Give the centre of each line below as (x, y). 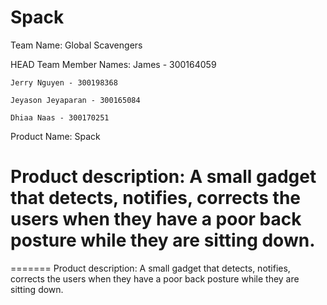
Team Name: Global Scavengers (76, 45)
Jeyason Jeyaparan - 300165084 (75, 100)
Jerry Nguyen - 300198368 (64, 82)
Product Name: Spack (55, 136)
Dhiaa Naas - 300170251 (60, 117)
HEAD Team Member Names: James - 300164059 (113, 64)
